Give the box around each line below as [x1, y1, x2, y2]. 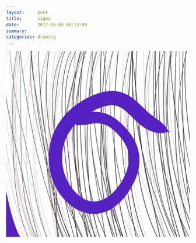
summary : [6, 28, 27, 34]
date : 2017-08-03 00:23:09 [6, 22, 87, 27]
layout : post [6, 9, 48, 15]
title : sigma [6, 15, 51, 22]
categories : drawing [6, 34, 57, 40]
